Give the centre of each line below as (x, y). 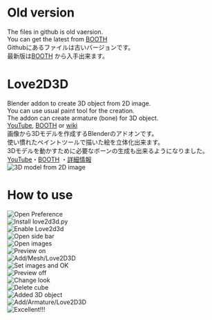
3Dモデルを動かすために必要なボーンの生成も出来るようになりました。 (108, 150)
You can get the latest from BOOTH (57, 39)
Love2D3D (38, 84)
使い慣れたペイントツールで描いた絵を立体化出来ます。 (86, 142)
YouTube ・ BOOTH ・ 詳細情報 (49, 159)
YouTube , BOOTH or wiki (42, 125)
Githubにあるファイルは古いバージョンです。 (71, 47)
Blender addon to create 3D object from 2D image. (79, 103)
